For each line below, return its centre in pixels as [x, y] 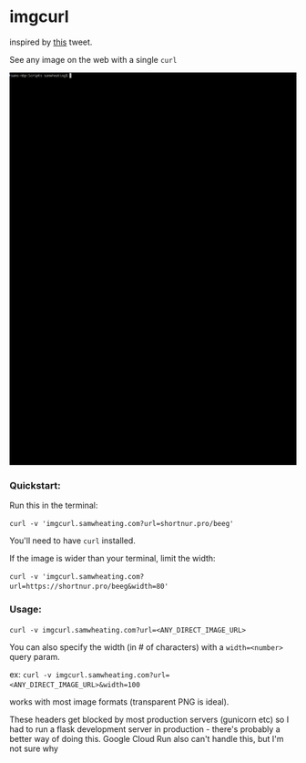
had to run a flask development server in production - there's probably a [145, 729]
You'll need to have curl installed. [73, 541]
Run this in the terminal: [54, 505]
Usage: [26, 610]
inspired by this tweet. [51, 42]
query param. [35, 656]
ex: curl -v [31, 674]
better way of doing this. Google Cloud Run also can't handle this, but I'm [147, 738]
